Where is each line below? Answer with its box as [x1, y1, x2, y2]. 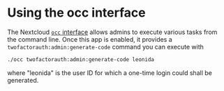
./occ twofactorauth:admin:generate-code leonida [7, 56, 155, 63]
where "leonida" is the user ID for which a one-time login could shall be [7, 68, 213, 77]
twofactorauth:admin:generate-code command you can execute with [7, 42, 204, 51]
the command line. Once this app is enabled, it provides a [7, 35, 172, 43]
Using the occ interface [7, 5, 146, 21]
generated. [7, 76, 39, 84]
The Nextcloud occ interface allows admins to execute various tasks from [7, 28, 218, 36]
